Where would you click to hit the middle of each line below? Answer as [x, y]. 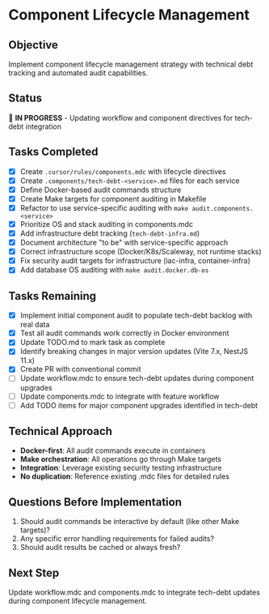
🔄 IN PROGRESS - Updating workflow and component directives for [121, 117]
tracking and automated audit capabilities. [78, 73]
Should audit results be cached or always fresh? [100, 548]
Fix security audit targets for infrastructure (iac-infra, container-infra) [135, 261]
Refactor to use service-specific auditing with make [104, 207]
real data [35, 325]
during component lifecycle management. [78, 601]
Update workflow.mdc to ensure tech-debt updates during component [137, 378]
